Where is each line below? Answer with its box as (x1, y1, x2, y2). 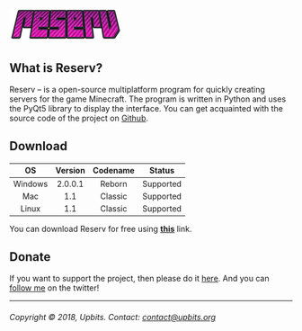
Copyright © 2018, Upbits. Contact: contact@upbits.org (9, 311, 216, 322)
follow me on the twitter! (9, 282, 100, 293)
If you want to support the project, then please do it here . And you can (9, 273, 270, 284)
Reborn (100, 178, 128, 189)
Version (55, 165, 85, 176)
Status (149, 165, 175, 176)
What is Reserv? (9, 60, 103, 76)
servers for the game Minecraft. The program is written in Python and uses (9, 94, 287, 104)
